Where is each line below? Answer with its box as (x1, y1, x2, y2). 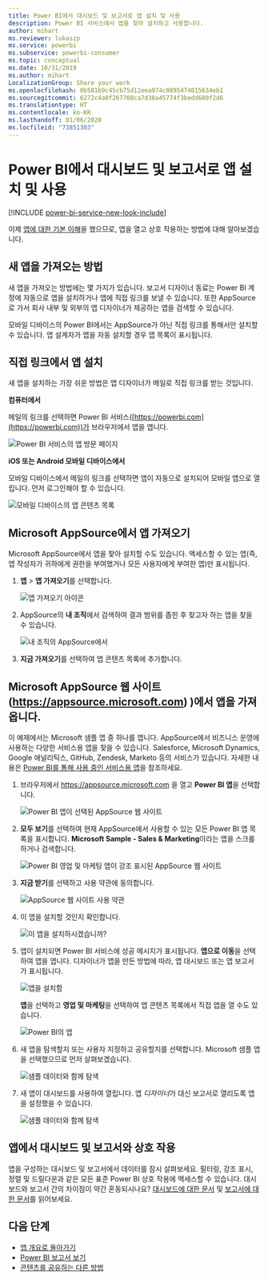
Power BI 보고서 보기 (19, 1252, 86, 1262)
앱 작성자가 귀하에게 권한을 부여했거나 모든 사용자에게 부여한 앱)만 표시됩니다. (8, 559, 250, 569)
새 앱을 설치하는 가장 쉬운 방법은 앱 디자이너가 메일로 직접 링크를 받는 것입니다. (8, 378, 254, 388)
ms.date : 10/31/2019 (8, 64, 78, 72)
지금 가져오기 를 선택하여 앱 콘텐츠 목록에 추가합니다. (19, 654, 182, 664)
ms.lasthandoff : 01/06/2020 (8, 116, 102, 124)
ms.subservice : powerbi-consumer (8, 49, 120, 57)
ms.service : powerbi (8, 42, 78, 50)
